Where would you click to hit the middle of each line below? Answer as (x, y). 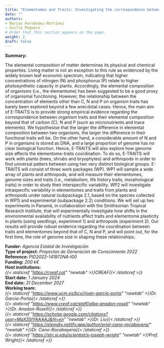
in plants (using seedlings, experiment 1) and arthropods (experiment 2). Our (82, 221)
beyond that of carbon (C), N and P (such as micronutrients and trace (75, 122)
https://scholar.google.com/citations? (70, 314)
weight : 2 (15, 37)
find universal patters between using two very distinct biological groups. (78, 164)
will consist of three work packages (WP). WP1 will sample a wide (87, 169)
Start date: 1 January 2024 (32, 277)
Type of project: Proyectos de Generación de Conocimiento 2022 (71, 251)
